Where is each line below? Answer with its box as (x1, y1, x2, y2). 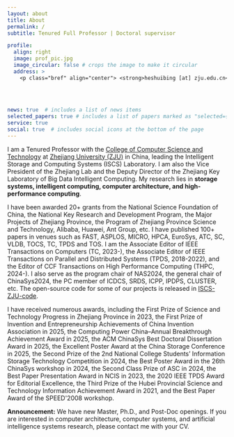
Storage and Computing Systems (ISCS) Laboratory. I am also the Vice (7, 159, 210, 168)
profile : (7, 42, 33, 49)
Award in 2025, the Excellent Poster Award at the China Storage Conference (7, 342, 226, 350)
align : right (13, 49, 52, 56)
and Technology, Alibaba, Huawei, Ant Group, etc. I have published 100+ (7, 225, 215, 233)
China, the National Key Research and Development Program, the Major (7, 210, 212, 218)
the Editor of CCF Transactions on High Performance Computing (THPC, (7, 262, 214, 270)
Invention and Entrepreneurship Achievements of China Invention (7, 319, 194, 328)
